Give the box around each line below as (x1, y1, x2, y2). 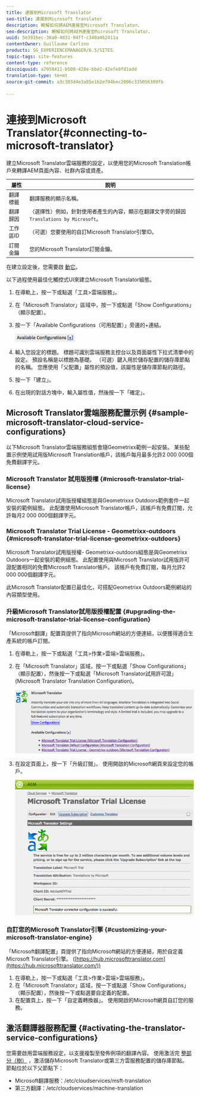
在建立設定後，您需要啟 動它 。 (6, 263, 81, 271)
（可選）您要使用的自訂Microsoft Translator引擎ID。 (29, 228, 158, 235)
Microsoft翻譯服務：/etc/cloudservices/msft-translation (14, 1077, 151, 1084)
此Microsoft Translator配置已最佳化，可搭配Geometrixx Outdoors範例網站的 (6, 584, 192, 591)
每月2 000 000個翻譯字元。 (11, 512, 79, 519)
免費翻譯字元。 (6, 458, 43, 465)
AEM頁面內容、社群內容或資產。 (26, 167, 107, 174)
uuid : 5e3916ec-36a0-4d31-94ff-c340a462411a (6, 35, 118, 41)
